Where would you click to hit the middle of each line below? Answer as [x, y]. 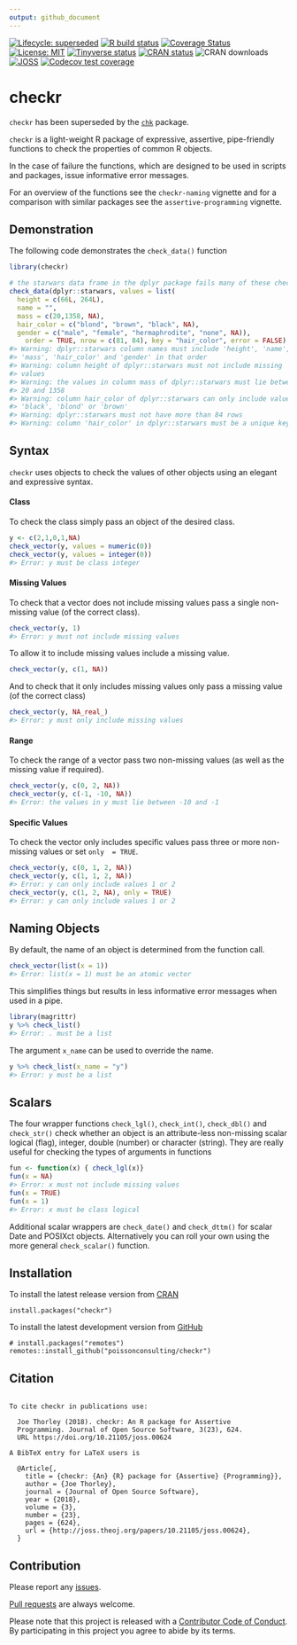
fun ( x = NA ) [31, 1177]
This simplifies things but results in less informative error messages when [143, 991]
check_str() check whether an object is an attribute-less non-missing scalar [148, 1133]
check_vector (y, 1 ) [45, 628]
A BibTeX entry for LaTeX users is [75, 1453]
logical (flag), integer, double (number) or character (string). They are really [147, 1143]
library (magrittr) [43, 1017]
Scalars [30, 1102]
